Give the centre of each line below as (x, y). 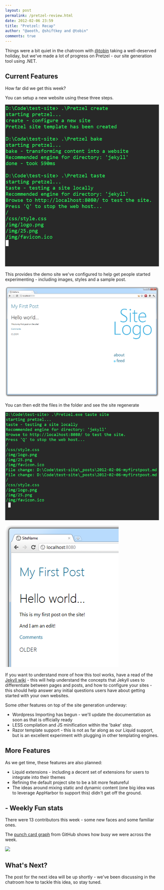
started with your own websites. (37, 695)
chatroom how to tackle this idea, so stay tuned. (53, 882)
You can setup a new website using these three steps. (59, 97)
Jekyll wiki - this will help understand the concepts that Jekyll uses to (75, 680)
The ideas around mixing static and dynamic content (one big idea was (83, 787)
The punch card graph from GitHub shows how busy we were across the (78, 835)
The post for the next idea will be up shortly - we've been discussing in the (80, 877)
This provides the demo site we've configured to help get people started (78, 274)
